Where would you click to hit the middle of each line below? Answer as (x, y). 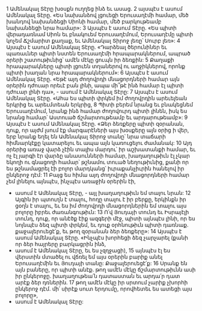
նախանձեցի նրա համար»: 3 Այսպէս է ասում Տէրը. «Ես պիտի (92, 28)
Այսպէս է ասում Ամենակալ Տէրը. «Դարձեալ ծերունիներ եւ (87, 47)
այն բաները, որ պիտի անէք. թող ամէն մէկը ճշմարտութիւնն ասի (105, 269)
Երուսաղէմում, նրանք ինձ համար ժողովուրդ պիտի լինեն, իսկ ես (97, 111)
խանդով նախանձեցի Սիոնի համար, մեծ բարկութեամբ (84, 21)
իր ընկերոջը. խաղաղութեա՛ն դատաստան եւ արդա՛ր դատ (97, 276)
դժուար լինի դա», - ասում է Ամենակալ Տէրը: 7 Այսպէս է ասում (92, 92)
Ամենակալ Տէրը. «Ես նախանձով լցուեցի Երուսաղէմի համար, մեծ (98, 15)
